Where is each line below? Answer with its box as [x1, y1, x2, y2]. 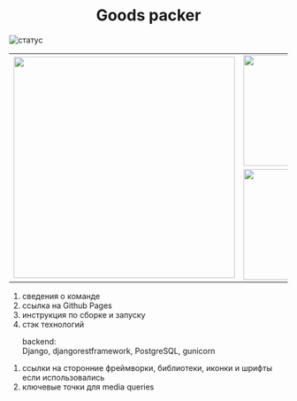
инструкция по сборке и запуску [21, 309, 146, 320]
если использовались [21, 372, 105, 382]
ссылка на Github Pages [21, 300, 112, 311]
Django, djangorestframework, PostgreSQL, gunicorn [21, 345, 216, 356]
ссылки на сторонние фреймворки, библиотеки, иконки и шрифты [21, 362, 272, 373]
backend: [21, 335, 57, 346]
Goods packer [95, 5, 202, 26]
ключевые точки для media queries [21, 382, 155, 392]
